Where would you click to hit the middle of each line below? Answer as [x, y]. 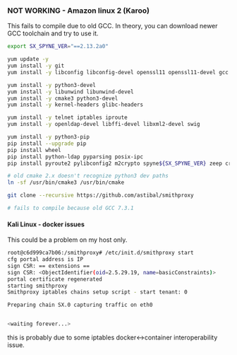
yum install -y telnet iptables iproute [68, 118]
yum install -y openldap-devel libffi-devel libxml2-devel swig [104, 124]
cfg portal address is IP [45, 260]
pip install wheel [34, 150]
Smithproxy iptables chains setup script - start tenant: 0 [98, 292]
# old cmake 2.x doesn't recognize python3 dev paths [88, 176]
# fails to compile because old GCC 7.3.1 [71, 208]
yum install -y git [36, 66]
